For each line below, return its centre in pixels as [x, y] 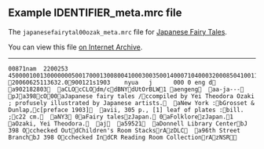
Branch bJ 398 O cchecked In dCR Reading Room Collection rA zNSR [123, 137]
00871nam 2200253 [38, 69]
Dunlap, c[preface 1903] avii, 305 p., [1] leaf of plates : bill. [126, 110]
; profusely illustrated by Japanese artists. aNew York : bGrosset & [132, 103]
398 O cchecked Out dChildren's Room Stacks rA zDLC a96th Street [125, 130]
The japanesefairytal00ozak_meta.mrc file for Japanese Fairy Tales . [118, 31]
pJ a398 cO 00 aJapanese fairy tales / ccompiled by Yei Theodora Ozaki [132, 96]
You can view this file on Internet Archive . [75, 47]
